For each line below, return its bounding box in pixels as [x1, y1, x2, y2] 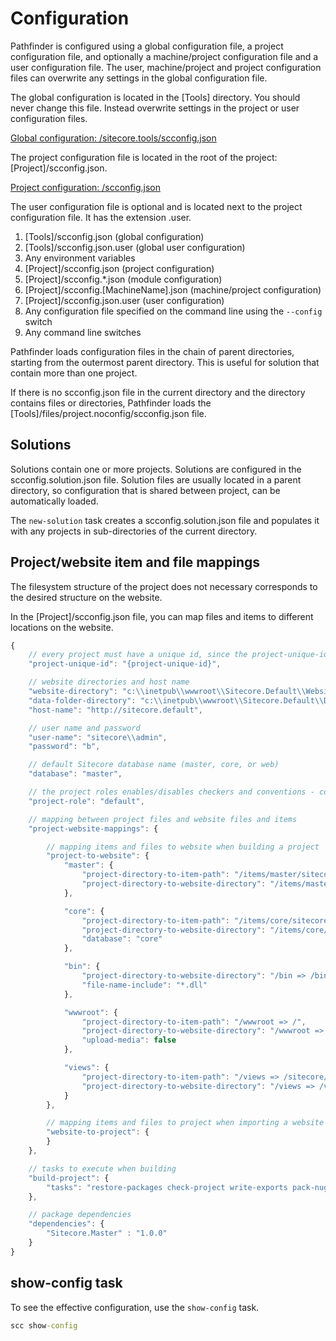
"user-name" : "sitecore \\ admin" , [28, 732, 168, 742]
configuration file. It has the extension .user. [10, 211, 192, 223]
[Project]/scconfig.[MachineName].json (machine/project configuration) [24, 283, 322, 296]
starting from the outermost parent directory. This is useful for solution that [10, 356, 320, 368]
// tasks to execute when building [28, 1163, 177, 1174]
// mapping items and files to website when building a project [46, 842, 320, 852]
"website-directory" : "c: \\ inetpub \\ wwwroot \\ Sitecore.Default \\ [28, 687, 307, 697]
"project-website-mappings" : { [28, 823, 159, 834]
